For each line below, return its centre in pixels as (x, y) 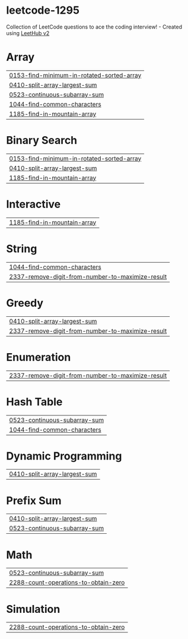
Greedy (25, 303)
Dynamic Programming (64, 456)
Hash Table (34, 402)
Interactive (34, 204)
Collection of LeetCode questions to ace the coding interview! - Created (94, 27)
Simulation (33, 609)
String (22, 249)
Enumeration (39, 357)
